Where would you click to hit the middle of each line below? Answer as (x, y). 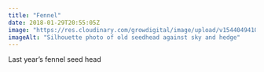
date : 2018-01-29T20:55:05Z (54, 23)
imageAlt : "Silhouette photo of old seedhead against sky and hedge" (125, 37)
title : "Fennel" (35, 15)
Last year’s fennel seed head (55, 59)
